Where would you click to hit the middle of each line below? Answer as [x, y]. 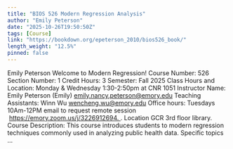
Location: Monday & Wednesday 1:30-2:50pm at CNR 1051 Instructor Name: [116, 88]
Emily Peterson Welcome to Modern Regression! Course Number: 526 [108, 73]
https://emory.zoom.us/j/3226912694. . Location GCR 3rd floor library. [111, 117]
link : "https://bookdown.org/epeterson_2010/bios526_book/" [97, 40]
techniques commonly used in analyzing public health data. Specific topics [115, 132]
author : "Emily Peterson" [45, 20]
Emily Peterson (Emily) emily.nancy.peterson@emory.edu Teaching [104, 95]
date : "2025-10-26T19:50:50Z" [52, 27]
